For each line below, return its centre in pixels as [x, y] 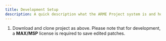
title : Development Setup [32, 10]
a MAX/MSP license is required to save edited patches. [69, 33]
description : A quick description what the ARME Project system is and [80, 14]
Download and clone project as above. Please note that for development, [86, 28]
